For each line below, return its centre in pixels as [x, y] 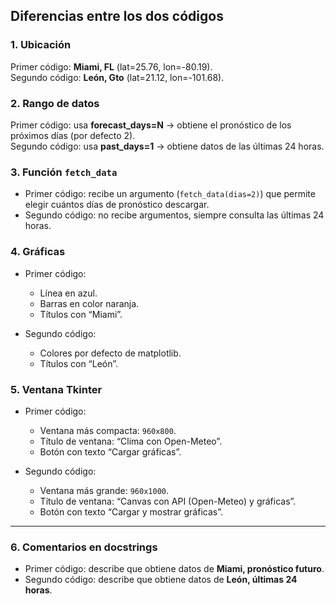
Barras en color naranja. [89, 303]
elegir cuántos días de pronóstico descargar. [117, 205]
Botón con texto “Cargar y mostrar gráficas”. [131, 511]
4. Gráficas [38, 252]
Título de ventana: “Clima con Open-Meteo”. [131, 441]
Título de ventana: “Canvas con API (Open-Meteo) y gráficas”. [168, 501]
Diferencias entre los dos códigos [117, 16]
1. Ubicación [41, 45]
